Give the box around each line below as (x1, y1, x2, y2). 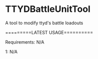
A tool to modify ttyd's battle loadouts (5, 20, 83, 26)
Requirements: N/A (5, 39, 44, 45)
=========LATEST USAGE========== (5, 29, 93, 35)
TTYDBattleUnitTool (5, 3, 90, 15)
